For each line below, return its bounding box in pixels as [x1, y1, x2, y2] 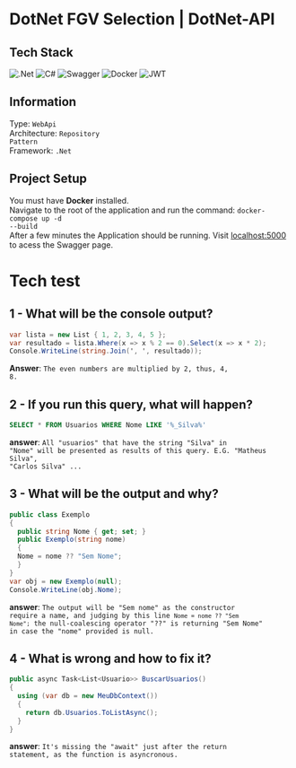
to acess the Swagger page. [9, 239, 114, 250]
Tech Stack [9, 45, 74, 60]
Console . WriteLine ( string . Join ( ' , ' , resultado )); [9, 346, 203, 356]
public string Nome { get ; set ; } [17, 527, 146, 536]
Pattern [9, 137, 39, 146]
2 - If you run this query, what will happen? [9, 397, 253, 412]
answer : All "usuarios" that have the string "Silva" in [9, 436, 227, 448]
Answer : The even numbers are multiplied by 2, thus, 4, [9, 363, 229, 374]
